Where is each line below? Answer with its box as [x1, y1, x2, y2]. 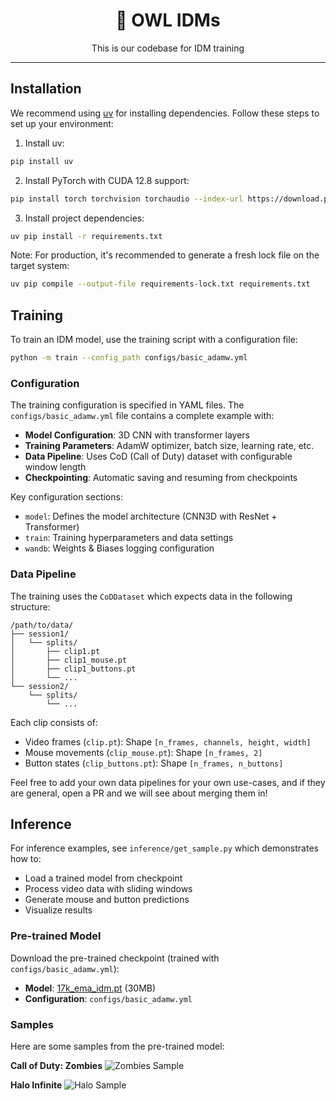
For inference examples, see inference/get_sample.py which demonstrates [10, 842, 319, 854]
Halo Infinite [10, 1079, 63, 1091]
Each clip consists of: [10, 716, 98, 728]
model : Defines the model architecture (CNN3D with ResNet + [24, 510, 278, 523]
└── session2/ [10, 681, 70, 691]
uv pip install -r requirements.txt [10, 231, 163, 241]
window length [24, 461, 87, 473]
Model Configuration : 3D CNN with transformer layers [24, 429, 250, 441]
